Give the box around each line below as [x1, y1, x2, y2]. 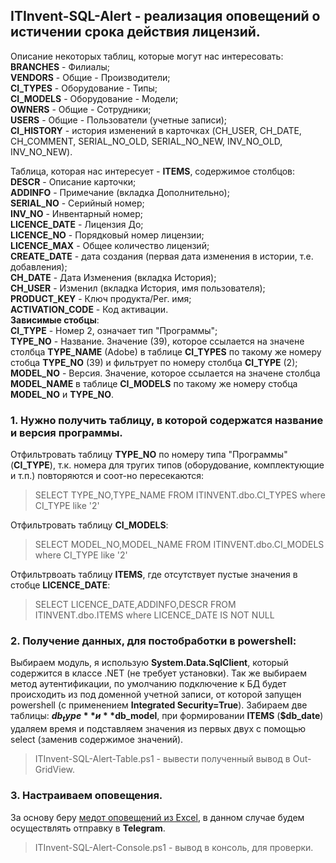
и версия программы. [10, 425, 123, 439]
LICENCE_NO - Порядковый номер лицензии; [10, 229, 205, 241]
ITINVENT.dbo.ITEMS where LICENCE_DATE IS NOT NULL [34, 609, 275, 621]
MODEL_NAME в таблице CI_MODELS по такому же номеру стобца [10, 377, 298, 389]
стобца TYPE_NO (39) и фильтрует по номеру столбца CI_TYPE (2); [10, 356, 298, 368]
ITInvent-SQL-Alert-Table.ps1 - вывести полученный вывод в [34, 753, 291, 765]
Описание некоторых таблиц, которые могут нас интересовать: [10, 50, 284, 62]
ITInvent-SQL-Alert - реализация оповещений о [10, 8, 321, 25]
